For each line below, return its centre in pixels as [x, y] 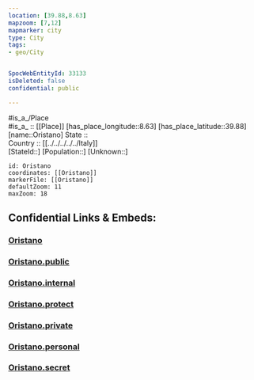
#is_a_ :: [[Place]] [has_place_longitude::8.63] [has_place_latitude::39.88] [127, 126]
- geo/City [26, 52]
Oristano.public [39, 261]
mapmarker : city [35, 30]
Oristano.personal [44, 347]
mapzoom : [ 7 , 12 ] [35, 23]
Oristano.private [41, 325]
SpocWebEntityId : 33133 [47, 74]
